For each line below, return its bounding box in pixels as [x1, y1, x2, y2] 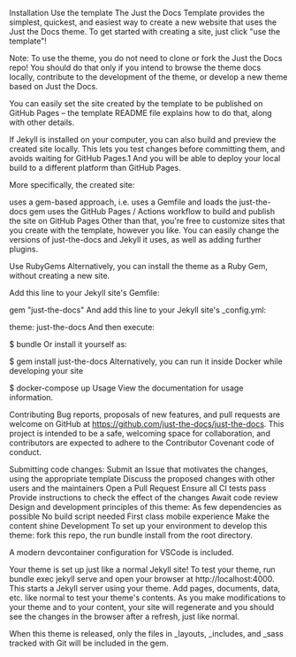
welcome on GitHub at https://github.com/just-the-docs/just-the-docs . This [9, 419, 285, 429]
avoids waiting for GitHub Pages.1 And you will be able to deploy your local [9, 153, 281, 163]
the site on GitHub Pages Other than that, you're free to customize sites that [9, 216, 285, 226]
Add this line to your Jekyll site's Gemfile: [9, 288, 160, 298]
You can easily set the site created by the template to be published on [9, 98, 263, 109]
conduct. [9, 447, 42, 457]
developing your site [9, 366, 84, 375]
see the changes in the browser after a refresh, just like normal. [9, 611, 240, 622]
